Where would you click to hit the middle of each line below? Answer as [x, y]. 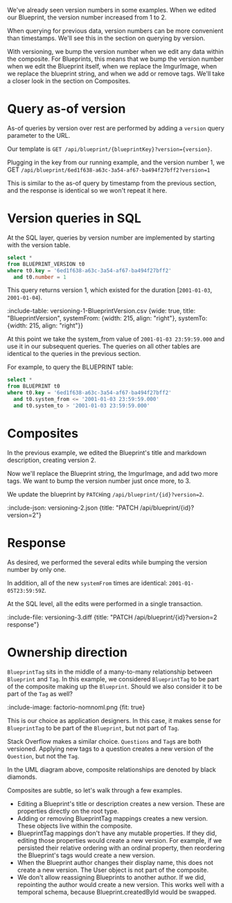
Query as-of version [66, 109]
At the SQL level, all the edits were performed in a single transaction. [105, 604]
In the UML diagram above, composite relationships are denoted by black [111, 769]
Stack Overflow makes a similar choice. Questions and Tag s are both [104, 741]
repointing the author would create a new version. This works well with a [121, 884]
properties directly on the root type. [68, 811]
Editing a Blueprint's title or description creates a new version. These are [121, 803]
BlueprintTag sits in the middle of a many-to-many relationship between [110, 672]
